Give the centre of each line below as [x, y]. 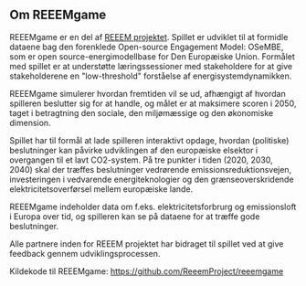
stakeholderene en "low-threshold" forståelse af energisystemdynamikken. [151, 76]
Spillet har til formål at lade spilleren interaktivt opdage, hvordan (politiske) [149, 140]
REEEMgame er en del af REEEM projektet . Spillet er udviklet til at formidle [149, 37]
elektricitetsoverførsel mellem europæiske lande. [101, 189]
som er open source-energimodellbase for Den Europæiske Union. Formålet [152, 56]
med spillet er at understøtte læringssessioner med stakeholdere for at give [151, 66]
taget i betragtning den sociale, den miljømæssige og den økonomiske [142, 112]
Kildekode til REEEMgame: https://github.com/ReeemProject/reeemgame [147, 271]
